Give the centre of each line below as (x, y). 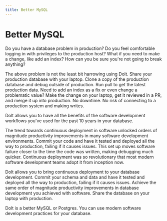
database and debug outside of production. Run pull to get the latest (75, 84)
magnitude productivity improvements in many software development (77, 136)
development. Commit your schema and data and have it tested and (75, 177)
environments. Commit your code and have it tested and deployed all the (80, 141)
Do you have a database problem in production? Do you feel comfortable (80, 48)
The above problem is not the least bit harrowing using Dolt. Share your (79, 74)
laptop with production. (29, 198)
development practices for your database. (48, 213)
